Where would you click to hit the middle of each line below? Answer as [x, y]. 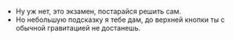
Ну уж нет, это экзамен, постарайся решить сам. [98, 11]
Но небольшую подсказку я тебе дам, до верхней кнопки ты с [120, 20]
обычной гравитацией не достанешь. [78, 28]
